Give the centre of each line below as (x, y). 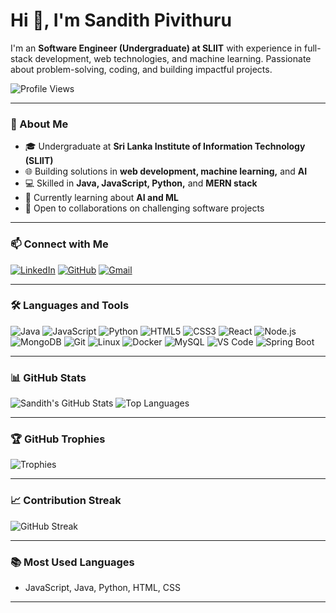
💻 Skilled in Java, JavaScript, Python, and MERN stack (141, 183)
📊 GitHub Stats (48, 377)
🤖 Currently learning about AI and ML (102, 198)
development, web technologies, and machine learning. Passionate (173, 58)
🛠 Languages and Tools (70, 306)
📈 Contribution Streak (66, 501)
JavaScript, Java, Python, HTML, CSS (102, 588)
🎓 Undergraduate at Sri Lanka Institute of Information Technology (165, 146)
